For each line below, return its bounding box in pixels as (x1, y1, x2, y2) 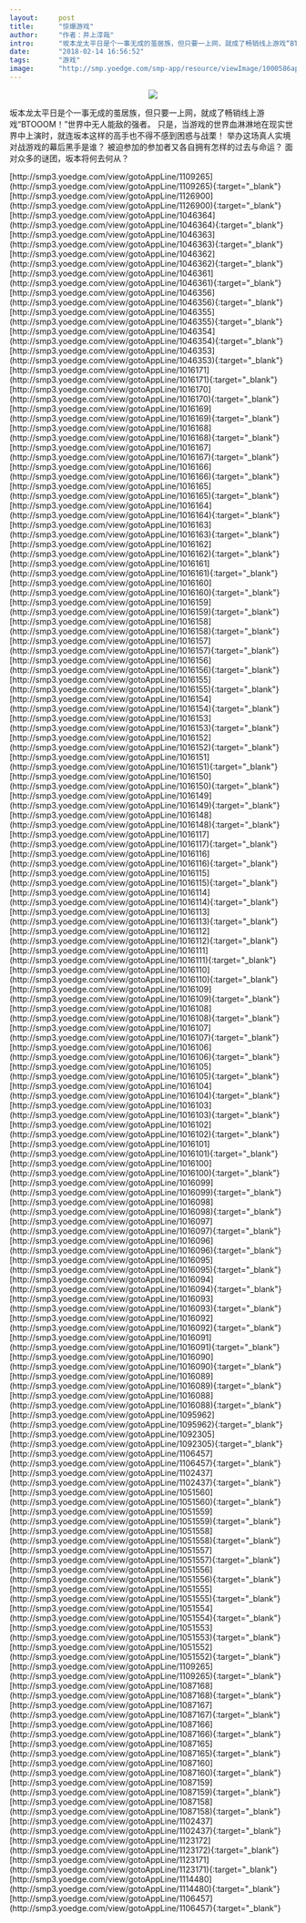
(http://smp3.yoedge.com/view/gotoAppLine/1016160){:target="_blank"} (9, 586, 280, 597)
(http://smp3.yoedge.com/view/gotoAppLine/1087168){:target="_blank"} (9, 1690, 281, 1701)
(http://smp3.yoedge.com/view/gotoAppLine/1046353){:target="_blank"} (9, 354, 284, 365)
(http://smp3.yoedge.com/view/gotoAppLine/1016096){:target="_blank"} (9, 1245, 282, 1256)
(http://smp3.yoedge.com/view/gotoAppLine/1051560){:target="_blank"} (9, 1496, 281, 1507)
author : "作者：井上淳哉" (9, 30, 115, 39)
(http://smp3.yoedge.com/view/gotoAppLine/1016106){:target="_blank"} (9, 1051, 280, 1062)
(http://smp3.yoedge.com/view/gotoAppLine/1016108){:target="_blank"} (9, 1012, 280, 1023)
